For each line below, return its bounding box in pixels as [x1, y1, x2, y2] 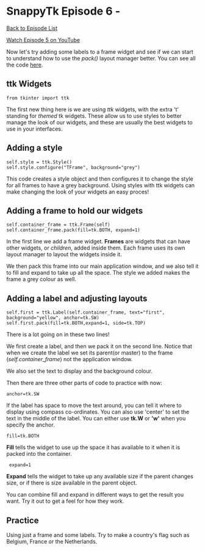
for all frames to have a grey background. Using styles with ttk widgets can [6, 181, 195, 189]
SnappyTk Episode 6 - [6, 4, 121, 18]
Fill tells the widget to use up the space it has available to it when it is [6, 444, 181, 451]
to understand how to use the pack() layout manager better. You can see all [6, 54, 196, 62]
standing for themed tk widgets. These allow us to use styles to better [6, 112, 182, 120]
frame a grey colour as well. [6, 276, 76, 283]
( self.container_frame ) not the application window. [6, 356, 133, 363]
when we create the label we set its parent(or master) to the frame [6, 349, 173, 356]
